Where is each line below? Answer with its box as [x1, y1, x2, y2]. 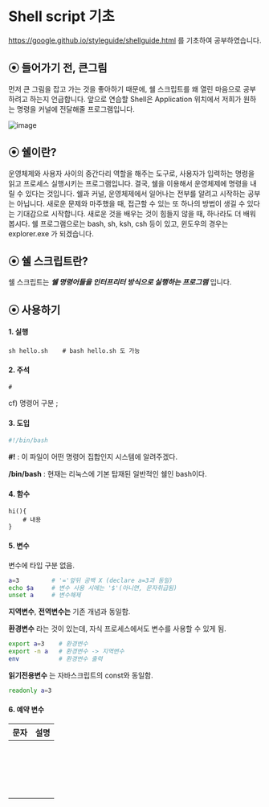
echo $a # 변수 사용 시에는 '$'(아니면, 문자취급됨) [8, 584, 177, 592]
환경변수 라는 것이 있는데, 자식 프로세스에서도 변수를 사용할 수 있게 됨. [8, 624, 226, 633]
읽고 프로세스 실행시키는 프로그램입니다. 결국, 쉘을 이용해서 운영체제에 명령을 [8, 178, 249, 188]
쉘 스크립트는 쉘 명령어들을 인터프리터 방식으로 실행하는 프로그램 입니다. [8, 277, 232, 287]
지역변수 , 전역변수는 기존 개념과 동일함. [8, 607, 131, 617]
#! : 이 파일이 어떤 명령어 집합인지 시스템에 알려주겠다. [8, 452, 178, 462]
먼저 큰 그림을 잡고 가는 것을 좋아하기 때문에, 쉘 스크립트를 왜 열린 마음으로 [8, 84, 242, 93]
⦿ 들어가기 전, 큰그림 [8, 61, 108, 75]
